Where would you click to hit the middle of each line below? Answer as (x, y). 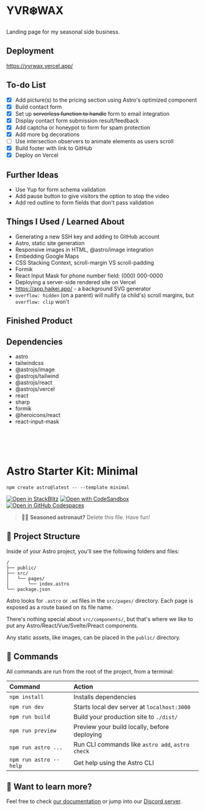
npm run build (30, 717)
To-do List (26, 85)
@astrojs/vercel (35, 389)
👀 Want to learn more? (49, 786)
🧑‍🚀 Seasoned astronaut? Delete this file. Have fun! (86, 517)
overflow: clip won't (42, 301)
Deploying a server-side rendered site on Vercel (75, 282)
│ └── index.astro (38, 584)
